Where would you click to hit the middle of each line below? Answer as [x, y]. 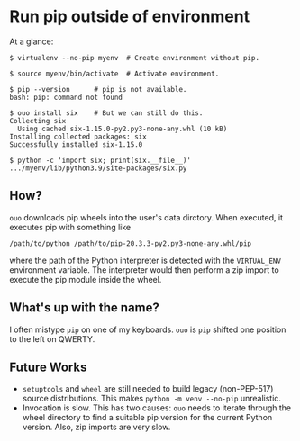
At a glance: [32, 41]
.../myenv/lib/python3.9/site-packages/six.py [98, 168]
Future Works [48, 367]
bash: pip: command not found [66, 97]
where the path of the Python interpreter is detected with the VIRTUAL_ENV [145, 260]
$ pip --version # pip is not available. [98, 89]
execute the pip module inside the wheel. [86, 279]
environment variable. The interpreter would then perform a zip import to [144, 270]
